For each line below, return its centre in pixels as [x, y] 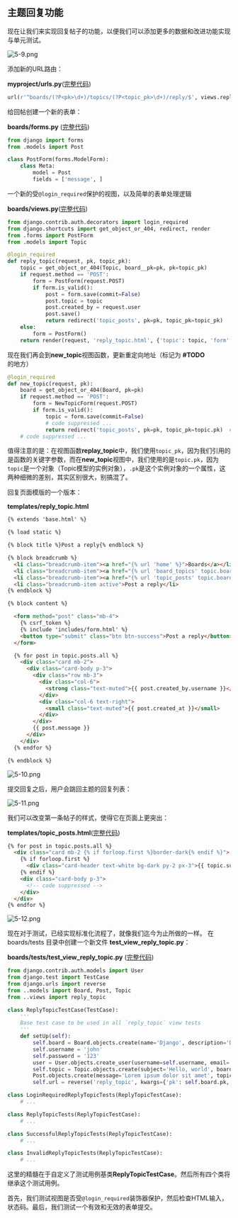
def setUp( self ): [46, 1037]
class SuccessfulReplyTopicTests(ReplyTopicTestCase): [90, 1134]
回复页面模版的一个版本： [45, 492]
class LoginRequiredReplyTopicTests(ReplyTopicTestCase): [95, 1095]
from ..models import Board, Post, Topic [69, 991]
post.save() [63, 314]
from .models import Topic [47, 242]
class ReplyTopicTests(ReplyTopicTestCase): [74, 1115]
